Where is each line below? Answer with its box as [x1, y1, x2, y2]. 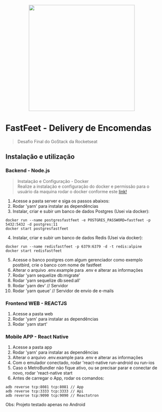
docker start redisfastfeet [5, 248, 62, 253]
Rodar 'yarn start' [12, 321, 48, 327]
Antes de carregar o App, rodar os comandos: [12, 375, 104, 381]
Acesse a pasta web [12, 311, 53, 316]
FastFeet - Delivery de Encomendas [5, 123, 152, 133]
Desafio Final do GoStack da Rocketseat [17, 138, 98, 144]
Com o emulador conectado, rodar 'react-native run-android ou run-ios [12, 360, 155, 366]
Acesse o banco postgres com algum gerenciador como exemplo [12, 257, 143, 263]
